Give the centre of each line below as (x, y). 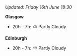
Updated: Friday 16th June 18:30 (38, 7)
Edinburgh (16, 38)
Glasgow (14, 17)
